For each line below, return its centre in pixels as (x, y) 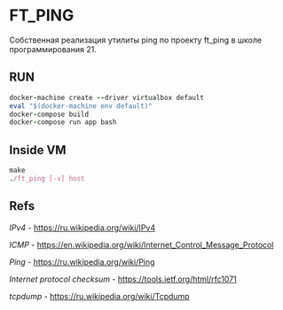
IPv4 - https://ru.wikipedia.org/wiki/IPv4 (83, 228)
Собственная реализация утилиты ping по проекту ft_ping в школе (136, 40)
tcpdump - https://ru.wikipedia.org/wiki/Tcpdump (99, 296)
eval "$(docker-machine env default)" (81, 106)
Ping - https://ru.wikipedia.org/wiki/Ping (82, 261)
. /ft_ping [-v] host (47, 178)
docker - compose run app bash (63, 122)
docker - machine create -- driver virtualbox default (106, 97)
